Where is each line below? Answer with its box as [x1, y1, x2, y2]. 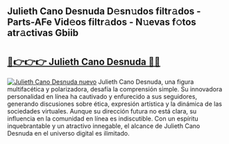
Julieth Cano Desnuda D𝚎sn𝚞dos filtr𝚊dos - [7, 6, 201, 17]
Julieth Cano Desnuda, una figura [98, 78, 194, 86]
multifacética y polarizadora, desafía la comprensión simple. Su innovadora [7, 85, 223, 93]
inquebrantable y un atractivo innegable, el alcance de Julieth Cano [7, 122, 201, 130]
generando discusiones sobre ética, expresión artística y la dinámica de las [7, 100, 222, 108]
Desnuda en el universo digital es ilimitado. [7, 129, 130, 137]
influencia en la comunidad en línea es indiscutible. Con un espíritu [7, 114, 199, 123]
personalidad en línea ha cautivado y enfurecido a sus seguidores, [7, 93, 198, 100]
